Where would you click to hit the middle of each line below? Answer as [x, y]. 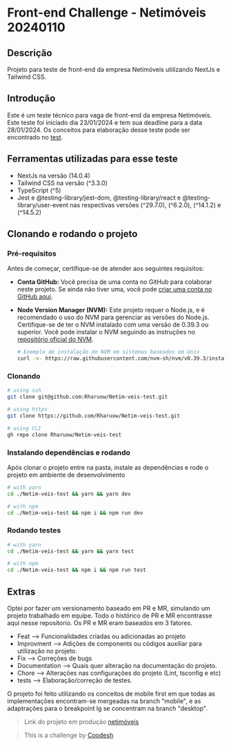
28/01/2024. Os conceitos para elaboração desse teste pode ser [99, 130]
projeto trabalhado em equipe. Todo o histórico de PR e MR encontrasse [110, 615]
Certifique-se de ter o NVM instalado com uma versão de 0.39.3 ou [113, 325]
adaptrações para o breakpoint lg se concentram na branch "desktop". [108, 709]
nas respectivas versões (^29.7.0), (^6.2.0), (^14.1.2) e [145, 204]
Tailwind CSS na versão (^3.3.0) [62, 183]
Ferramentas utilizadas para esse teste [92, 159]
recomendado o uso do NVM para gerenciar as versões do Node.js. [113, 317]
